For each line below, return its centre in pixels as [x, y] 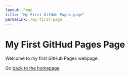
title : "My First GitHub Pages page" [45, 15]
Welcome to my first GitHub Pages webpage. [52, 58]
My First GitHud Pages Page [65, 44]
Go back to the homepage [32, 68]
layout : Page [19, 10]
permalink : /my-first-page [34, 19]
